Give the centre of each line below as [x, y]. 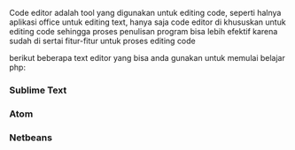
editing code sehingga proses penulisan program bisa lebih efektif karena [144, 31]
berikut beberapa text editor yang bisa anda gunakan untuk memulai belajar [147, 58]
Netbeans [31, 138]
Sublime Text [38, 90]
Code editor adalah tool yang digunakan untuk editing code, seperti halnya [145, 13]
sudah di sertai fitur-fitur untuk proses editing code [103, 41]
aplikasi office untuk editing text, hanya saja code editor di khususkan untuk [147, 22]
